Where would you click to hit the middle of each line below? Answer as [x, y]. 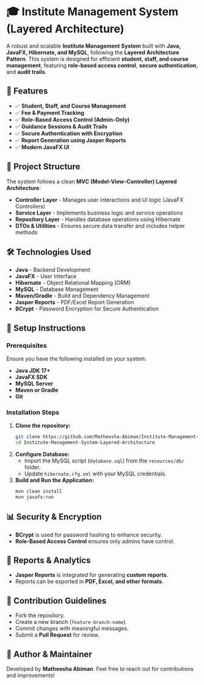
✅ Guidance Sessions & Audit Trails [61, 126]
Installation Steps [33, 412]
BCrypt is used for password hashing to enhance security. [89, 535]
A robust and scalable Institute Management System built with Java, [94, 46]
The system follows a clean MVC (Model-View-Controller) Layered [92, 181]
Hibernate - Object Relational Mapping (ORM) [73, 283]
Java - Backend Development [53, 270]
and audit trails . [27, 71]
